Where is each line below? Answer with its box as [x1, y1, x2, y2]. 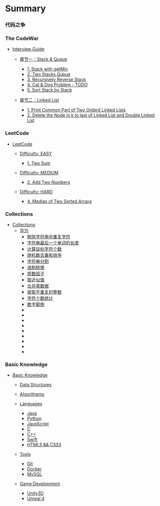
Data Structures [19, 382, 52, 388]
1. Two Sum [27, 160, 51, 166]
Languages [19, 401, 43, 407]
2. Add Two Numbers [27, 179, 70, 185]
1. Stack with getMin [27, 66, 68, 72]
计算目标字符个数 [27, 246, 62, 252]
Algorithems [19, 391, 45, 397]
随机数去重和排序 [27, 252, 62, 258]
